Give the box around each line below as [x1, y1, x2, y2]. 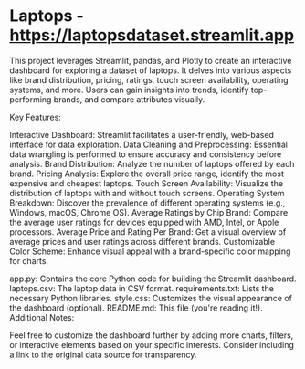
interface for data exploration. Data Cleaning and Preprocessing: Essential [9, 139, 288, 150]
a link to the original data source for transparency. [9, 349, 197, 360]
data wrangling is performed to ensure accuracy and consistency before [9, 148, 282, 160]
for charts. [9, 255, 48, 266]
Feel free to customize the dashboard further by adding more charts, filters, [9, 330, 294, 341]
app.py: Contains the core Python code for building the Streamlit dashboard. [9, 273, 297, 284]
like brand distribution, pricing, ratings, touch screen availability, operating [9, 74, 289, 85]
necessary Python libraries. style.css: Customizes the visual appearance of [9, 292, 293, 303]
